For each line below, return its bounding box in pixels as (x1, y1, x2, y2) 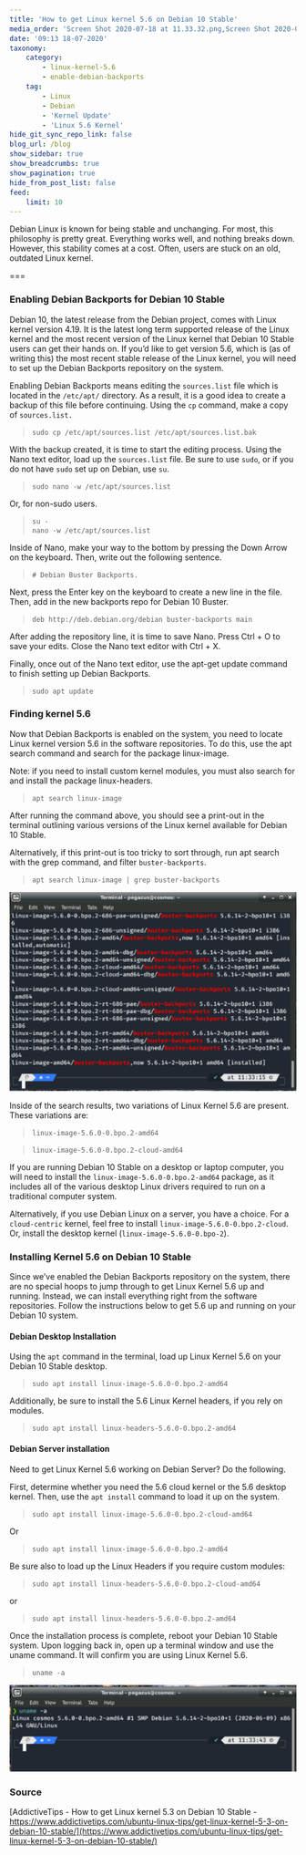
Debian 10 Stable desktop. (9, 1361, 107, 1372)
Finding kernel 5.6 (9, 708, 91, 720)
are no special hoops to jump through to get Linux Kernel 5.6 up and (9, 1281, 265, 1292)
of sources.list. (9, 409, 73, 420)
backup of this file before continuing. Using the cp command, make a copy (9, 399, 289, 410)
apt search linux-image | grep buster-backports (31, 876, 220, 885)
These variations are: (9, 1109, 89, 1121)
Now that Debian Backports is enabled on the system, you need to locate (9, 728, 283, 739)
